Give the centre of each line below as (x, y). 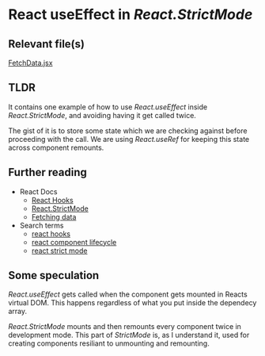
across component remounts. (56, 147)
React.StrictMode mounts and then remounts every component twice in (125, 327)
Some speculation (54, 276)
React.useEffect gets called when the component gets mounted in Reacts (128, 294)
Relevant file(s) (47, 44)
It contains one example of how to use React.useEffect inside (108, 107)
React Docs (38, 191)
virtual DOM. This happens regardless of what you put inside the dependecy (132, 303)
